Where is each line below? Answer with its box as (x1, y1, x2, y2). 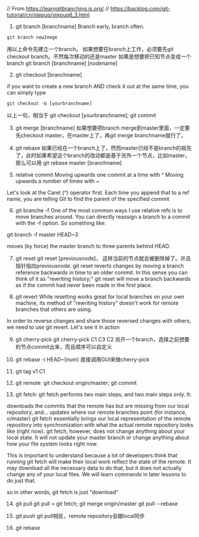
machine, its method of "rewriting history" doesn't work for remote (15, 300, 179, 306)
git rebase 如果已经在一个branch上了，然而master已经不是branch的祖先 (15, 145, 192, 151)
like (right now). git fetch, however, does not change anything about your (7, 428, 185, 435)
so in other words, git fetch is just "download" (7, 489, 119, 495)
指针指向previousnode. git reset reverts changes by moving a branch (15, 262, 184, 269)
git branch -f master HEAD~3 (7, 231, 78, 238)
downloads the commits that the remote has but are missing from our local (7, 403, 189, 409)
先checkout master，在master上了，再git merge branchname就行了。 (15, 132, 187, 139)
